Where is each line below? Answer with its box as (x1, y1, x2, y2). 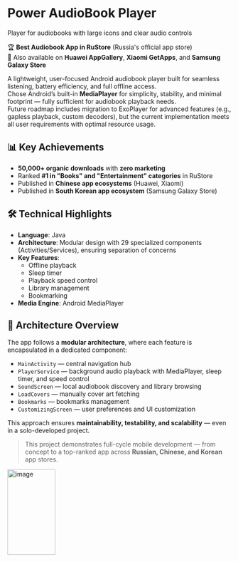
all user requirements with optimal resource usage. (7, 120, 156, 128)
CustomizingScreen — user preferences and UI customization (17, 405, 196, 414)
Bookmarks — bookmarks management (17, 397, 130, 406)
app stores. (24, 455, 58, 464)
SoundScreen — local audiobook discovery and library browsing (17, 383, 202, 391)
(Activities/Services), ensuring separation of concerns (17, 246, 176, 254)
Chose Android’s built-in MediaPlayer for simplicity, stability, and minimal (7, 89, 222, 98)
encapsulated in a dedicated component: (7, 345, 128, 354)
